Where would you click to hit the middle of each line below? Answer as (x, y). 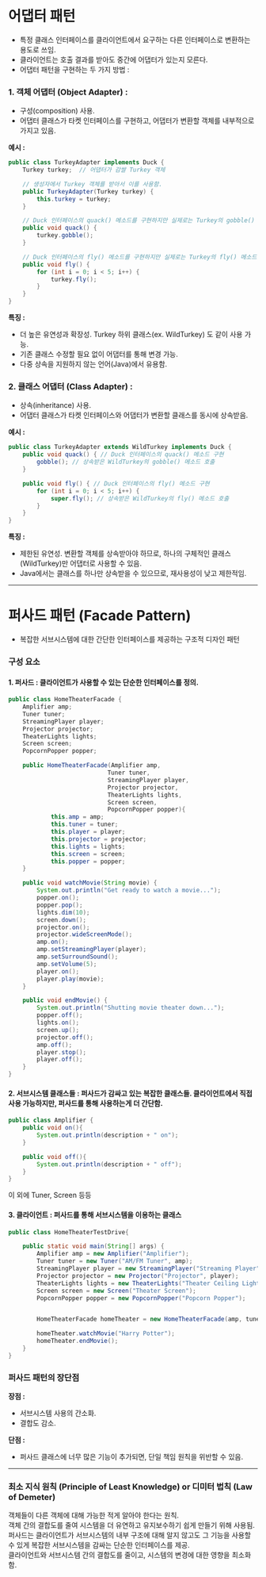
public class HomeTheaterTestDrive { (68, 1232)
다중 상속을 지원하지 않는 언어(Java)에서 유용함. (93, 364)
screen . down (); (62, 920)
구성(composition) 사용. (57, 111)
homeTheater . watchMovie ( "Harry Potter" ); (106, 1333)
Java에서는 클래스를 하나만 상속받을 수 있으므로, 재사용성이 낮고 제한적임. (133, 574)
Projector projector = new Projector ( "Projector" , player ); (138, 1276)
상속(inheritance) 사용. (55, 405)
